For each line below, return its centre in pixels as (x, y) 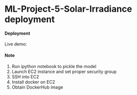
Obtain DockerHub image (37, 87)
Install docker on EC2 (33, 82)
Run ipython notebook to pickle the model (54, 66)
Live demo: (16, 44)
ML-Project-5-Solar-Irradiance (68, 9)
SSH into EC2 (25, 76)
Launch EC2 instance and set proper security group (64, 71)
